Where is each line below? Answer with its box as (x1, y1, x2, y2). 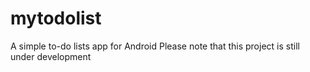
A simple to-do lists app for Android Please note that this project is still (10, 40, 300, 52)
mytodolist (10, 7, 102, 30)
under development (10, 50, 92, 62)
